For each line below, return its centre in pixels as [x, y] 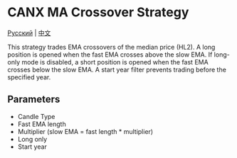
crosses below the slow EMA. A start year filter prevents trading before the [117, 69]
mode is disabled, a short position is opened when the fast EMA [115, 62]
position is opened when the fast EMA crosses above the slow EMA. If [110, 55]
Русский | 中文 [29, 33]
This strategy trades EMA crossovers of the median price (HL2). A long [111, 47]
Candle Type [36, 116]
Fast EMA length [42, 124]
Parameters [34, 100]
